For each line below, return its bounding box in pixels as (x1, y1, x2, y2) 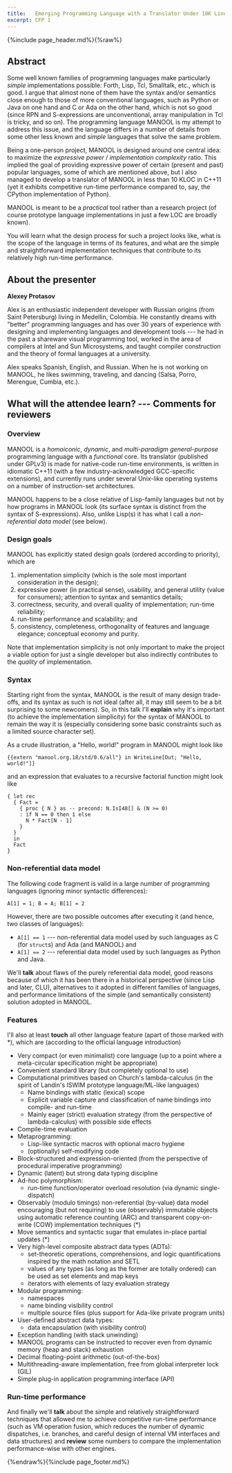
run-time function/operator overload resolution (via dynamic (27, 1184, 199, 1192)
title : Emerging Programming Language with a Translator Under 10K (7, 10, 212, 17)
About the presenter (7, 274, 97, 286)
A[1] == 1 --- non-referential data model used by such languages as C (17, 933, 219, 941)
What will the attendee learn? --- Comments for (7, 398, 216, 409)
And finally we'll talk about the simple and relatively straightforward (7, 1408, 199, 1416)
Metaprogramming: (17, 1132, 72, 1140)
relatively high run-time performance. (7, 254, 114, 262)
